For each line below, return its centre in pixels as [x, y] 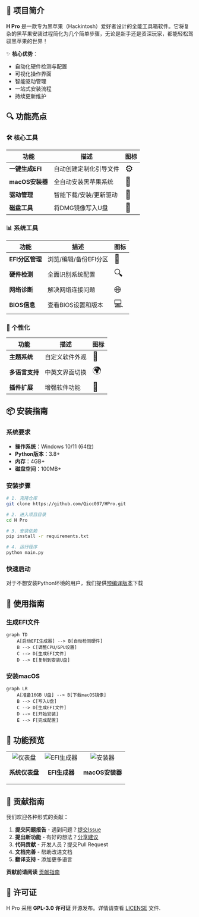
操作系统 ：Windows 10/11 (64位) [54, 446]
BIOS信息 [22, 305]
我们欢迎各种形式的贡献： [37, 816]
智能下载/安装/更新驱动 [86, 195]
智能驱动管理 [30, 81]
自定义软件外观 [66, 357]
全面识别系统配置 [71, 274]
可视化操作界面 [33, 74]
